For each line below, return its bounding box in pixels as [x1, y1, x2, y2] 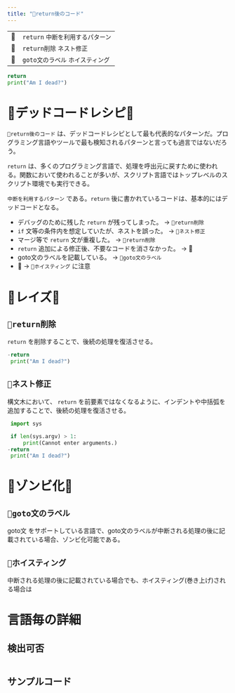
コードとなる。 [19, 203, 63, 211]
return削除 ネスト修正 [22, 44, 88, 53]
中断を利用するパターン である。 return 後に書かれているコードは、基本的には [7, 194, 222, 203]
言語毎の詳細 [7, 612, 82, 628]
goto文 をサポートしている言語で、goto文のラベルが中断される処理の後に [7, 527, 220, 535]
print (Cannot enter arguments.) [22, 440, 118, 447]
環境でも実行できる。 [31, 180, 93, 188]
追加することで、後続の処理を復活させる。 [7, 406, 130, 414]
